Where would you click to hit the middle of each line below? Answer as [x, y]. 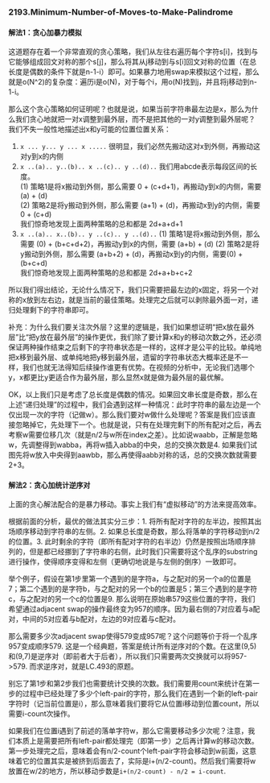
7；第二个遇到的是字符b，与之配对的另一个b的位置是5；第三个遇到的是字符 [133, 589]
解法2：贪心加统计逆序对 [49, 485]
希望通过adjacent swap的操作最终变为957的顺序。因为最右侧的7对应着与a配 [134, 609]
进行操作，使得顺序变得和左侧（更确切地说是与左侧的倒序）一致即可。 [125, 561]
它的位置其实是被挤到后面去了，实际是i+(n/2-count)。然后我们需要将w [139, 761]
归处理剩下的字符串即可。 [51, 310]
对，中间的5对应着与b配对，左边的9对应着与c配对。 [94, 619]
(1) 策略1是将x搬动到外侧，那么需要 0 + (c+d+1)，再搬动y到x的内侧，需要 [141, 187]
